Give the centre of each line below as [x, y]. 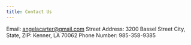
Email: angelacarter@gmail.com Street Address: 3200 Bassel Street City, [96, 29]
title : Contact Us [29, 12]
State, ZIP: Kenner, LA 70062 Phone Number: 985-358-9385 [81, 35]
